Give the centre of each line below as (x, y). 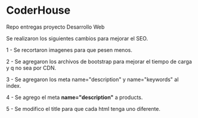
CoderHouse (38, 10)
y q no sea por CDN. (31, 68)
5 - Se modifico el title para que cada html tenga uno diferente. (83, 108)
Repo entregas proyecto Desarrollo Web (55, 27)
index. (14, 86)
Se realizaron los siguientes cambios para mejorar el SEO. (77, 38)
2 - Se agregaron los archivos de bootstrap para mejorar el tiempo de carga (99, 61)
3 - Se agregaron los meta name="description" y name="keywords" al (92, 79)
